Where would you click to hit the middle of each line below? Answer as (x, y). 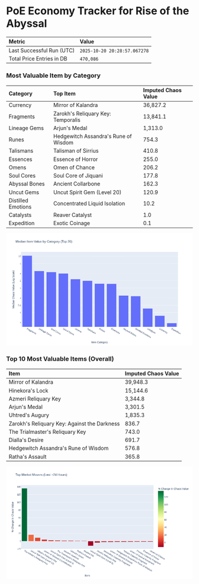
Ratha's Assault (28, 456)
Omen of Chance (74, 167)
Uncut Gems (24, 192)
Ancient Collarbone (77, 184)
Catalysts (20, 215)
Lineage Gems (26, 128)
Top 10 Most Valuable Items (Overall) (60, 359)
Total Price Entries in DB (38, 58)
